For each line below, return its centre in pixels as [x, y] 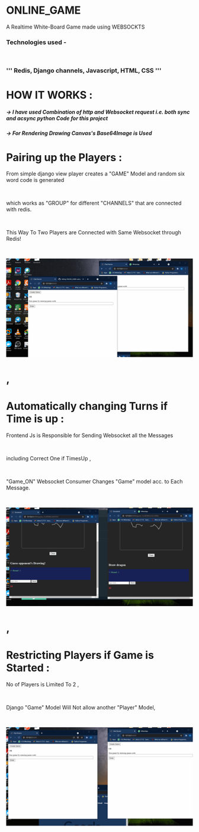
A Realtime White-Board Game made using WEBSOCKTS [76, 27]
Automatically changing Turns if [87, 406]
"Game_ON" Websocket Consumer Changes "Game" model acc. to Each [94, 482]
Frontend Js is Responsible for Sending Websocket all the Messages [90, 435]
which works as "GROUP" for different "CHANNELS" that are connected [94, 203]
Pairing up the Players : [64, 157]
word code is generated [35, 180]
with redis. [19, 209]
